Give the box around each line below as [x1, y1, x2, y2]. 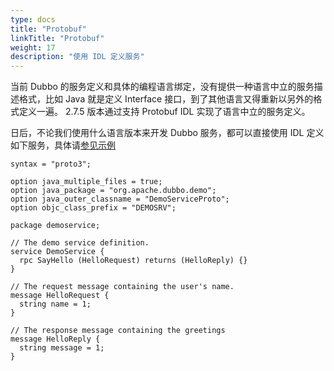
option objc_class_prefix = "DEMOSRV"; [10, 203, 177, 213]
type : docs [10, 14, 56, 25]
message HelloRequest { [10, 291, 110, 301]
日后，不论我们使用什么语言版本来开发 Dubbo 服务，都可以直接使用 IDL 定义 [10, 127, 325, 139]
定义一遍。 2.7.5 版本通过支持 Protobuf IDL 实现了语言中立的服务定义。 [18, 106, 311, 118]
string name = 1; [19, 299, 92, 310]
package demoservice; [10, 221, 101, 231]
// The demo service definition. [10, 238, 150, 248]
